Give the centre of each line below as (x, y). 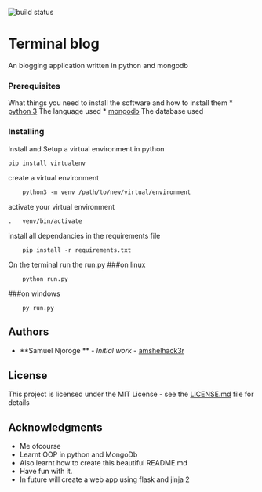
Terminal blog (54, 44)
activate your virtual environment (62, 206)
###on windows (34, 293)
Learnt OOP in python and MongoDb (78, 454)
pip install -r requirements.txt (77, 250)
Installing (26, 132)
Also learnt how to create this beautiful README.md (104, 462)
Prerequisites (34, 86)
